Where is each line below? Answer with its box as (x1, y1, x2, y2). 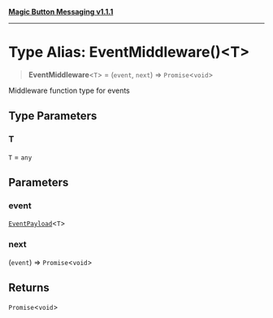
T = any (8, 152, 32, 162)
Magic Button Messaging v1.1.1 (8, 7, 114, 16)
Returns (8, 281, 50, 294)
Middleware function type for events (8, 85, 130, 95)
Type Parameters (8, 109, 97, 123)
